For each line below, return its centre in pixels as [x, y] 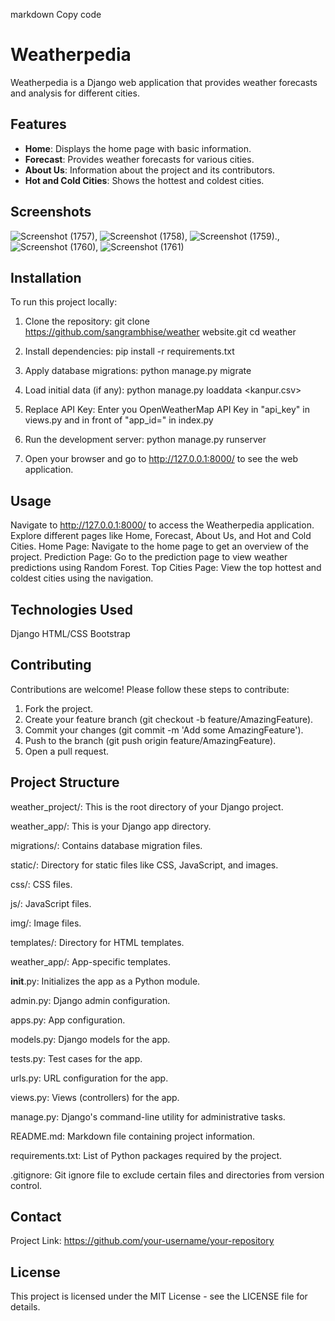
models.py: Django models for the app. [90, 1039]
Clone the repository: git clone [87, 321]
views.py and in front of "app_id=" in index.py [119, 420]
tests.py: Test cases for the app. [76, 1058]
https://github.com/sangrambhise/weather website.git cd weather [160, 332]
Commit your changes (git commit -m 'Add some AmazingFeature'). [164, 730]
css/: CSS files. [41, 884]
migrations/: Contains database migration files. [106, 845]
